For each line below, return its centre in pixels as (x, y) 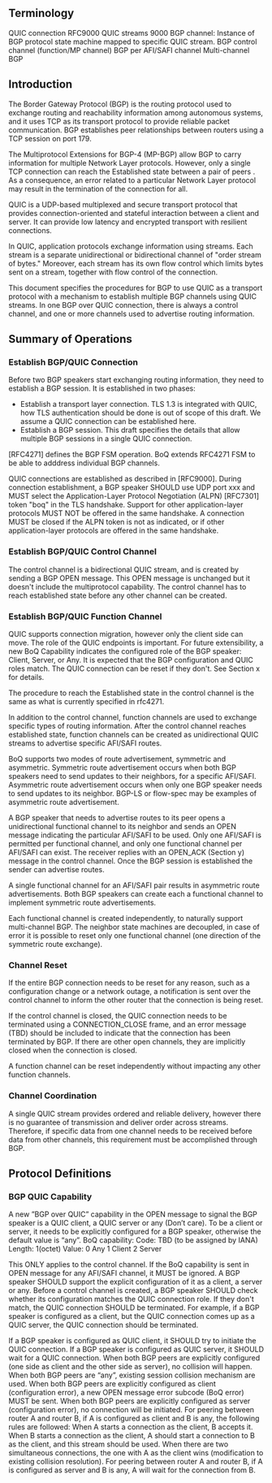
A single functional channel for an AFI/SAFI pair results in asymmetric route (134, 885)
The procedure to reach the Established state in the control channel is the (131, 693)
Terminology (41, 13)
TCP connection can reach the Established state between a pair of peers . (132, 171)
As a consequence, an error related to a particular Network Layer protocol (132, 180)
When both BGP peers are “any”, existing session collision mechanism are (132, 1375)
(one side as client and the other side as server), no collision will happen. (130, 1367)
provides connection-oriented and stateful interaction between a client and (134, 213)
